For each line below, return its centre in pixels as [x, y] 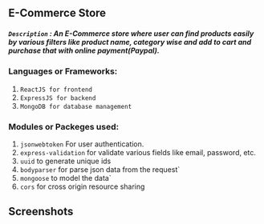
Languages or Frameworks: [63, 71]
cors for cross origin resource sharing [82, 186]
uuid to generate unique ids [65, 161]
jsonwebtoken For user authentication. [82, 144]
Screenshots [41, 212]
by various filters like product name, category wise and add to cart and [130, 42]
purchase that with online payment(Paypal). [84, 50]
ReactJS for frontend [56, 90]
